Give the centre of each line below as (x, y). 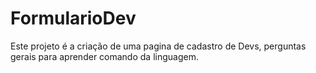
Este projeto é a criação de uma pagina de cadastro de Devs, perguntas (158, 46)
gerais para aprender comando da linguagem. (104, 56)
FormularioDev (73, 18)
